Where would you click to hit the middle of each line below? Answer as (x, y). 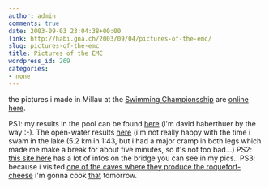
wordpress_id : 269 (39, 62)
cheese (21, 175)
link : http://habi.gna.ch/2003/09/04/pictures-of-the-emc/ (110, 38)
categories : (28, 69)
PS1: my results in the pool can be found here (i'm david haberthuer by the (132, 123)
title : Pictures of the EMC (56, 53)
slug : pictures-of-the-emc (54, 46)
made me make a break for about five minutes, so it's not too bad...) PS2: (130, 149)
